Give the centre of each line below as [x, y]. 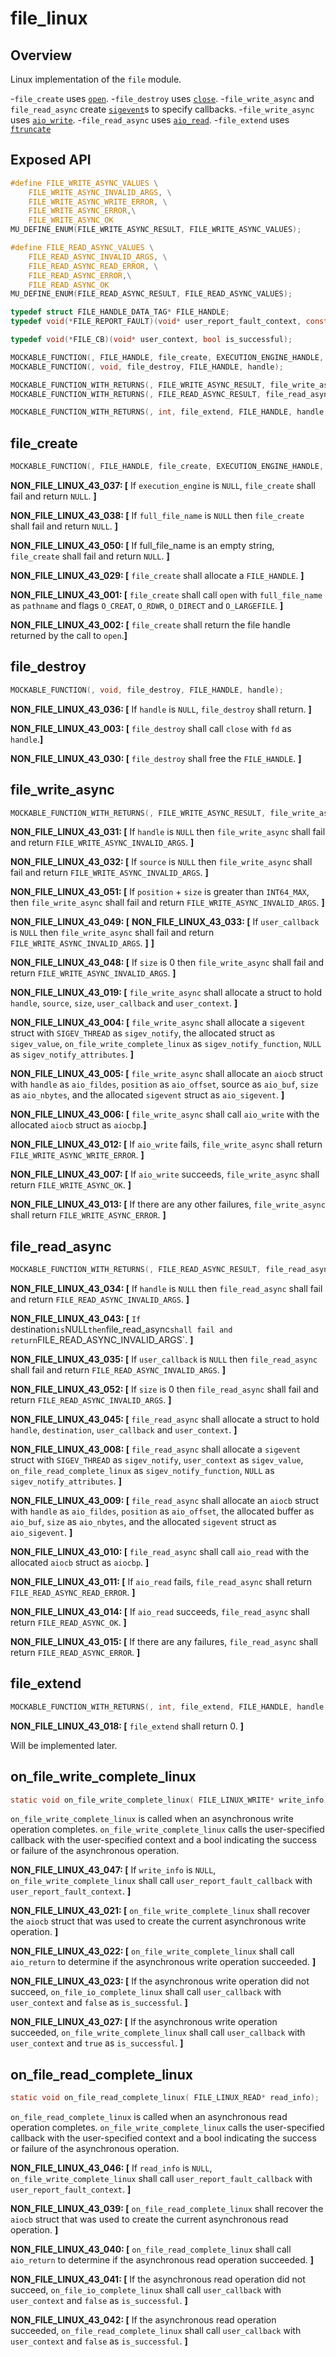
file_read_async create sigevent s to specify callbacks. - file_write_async [162, 109]
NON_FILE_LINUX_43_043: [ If [76, 1319]
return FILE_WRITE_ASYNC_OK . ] [71, 1185]
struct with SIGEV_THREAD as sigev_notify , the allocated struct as [143, 1033]
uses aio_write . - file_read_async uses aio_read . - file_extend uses [150, 120]
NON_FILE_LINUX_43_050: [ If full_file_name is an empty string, [142, 545]
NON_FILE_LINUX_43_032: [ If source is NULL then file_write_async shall [161, 862]
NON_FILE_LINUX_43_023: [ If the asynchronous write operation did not [160, 1981]
